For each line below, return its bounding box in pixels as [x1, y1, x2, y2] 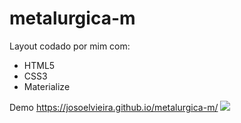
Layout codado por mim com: [9, 40, 131, 52]
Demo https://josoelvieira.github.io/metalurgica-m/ [9, 101, 219, 113]
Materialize [23, 80, 71, 92]
